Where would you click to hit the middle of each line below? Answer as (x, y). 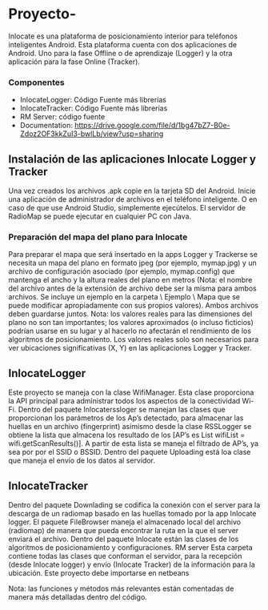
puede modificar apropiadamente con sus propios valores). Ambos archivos (134, 306)
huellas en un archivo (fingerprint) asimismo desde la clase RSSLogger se (130, 427)
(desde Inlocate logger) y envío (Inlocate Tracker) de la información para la (132, 564)
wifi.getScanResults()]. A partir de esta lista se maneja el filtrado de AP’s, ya (133, 443)
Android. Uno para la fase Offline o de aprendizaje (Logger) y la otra (120, 53)
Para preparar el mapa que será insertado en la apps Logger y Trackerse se (133, 255)
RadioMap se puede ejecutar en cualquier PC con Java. (100, 216)
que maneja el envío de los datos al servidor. (82, 460)
